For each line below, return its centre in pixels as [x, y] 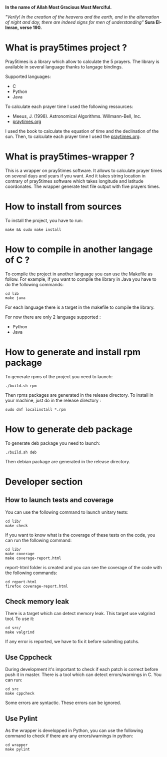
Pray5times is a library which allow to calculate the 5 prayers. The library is [82, 61]
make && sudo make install [33, 229]
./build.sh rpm [21, 386]
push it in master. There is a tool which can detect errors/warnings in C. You [83, 675]
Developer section [44, 481]
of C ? [17, 260]
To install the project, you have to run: [44, 220]
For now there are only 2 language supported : [53, 317]
